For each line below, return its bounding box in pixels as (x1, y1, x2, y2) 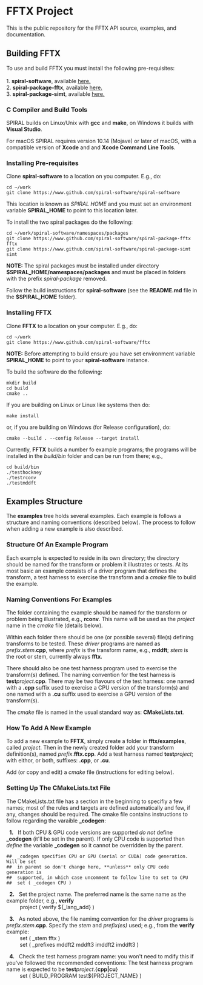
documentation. (6, 30, 46, 38)
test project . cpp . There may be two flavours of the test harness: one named (6, 677, 195, 685)
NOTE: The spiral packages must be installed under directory (6, 262, 159, 269)
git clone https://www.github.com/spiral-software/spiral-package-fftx (6, 235, 191, 242)
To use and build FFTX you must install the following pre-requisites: (6, 64, 175, 72)
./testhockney (6, 469, 42, 476)
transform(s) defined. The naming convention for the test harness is (6, 671, 176, 679)
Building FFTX (6, 49, 61, 59)
